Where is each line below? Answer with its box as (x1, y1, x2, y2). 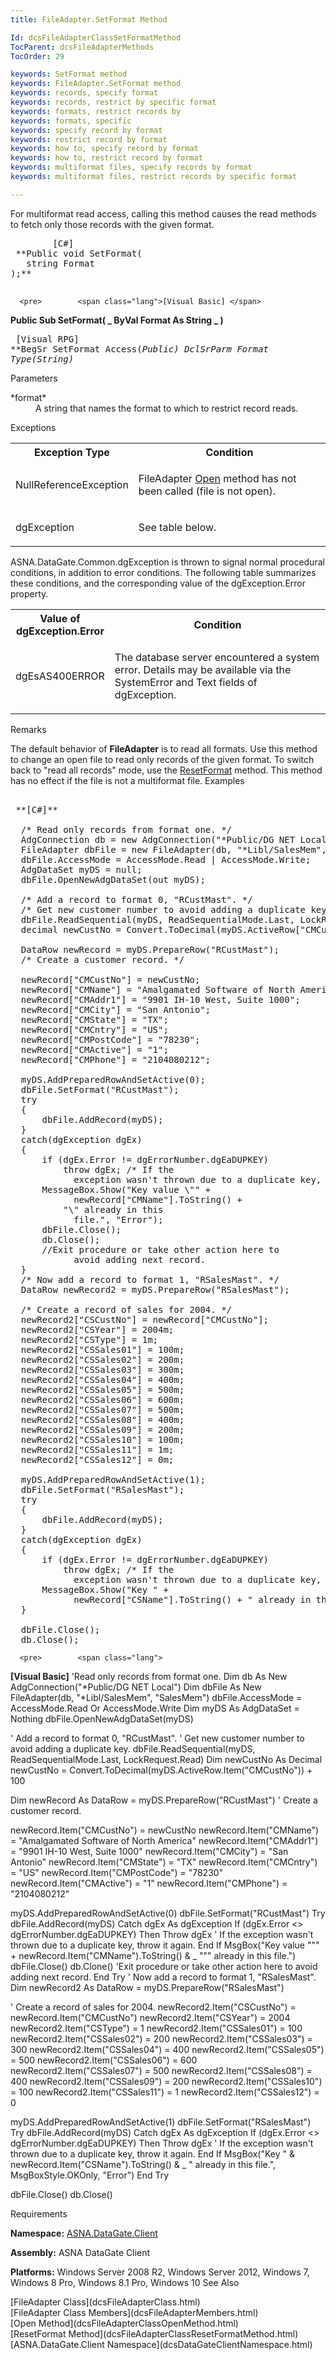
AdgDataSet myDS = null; (20, 864, 143, 875)
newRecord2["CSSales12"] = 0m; (20, 1454, 175, 1465)
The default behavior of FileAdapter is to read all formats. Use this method (10, 742, 318, 755)
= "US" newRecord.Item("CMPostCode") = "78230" (10, 1866, 224, 1878)
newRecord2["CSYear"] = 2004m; (20, 1324, 175, 1335)
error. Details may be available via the (114, 662, 292, 676)
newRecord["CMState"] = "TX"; (20, 1014, 169, 1025)
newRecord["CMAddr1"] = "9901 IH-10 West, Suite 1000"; (20, 994, 301, 1005)
